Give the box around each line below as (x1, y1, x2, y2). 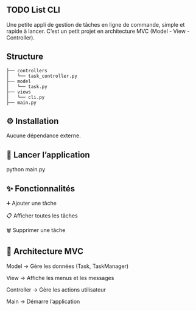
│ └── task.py (6, 83, 47, 90)
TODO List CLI (6, 5, 61, 15)
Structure (6, 52, 44, 62)
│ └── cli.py (6, 94, 45, 100)
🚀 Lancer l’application (6, 149, 90, 160)
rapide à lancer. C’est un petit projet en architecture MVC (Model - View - (6, 27, 190, 35)
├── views (6, 89, 32, 95)
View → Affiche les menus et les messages (6, 274, 114, 281)
